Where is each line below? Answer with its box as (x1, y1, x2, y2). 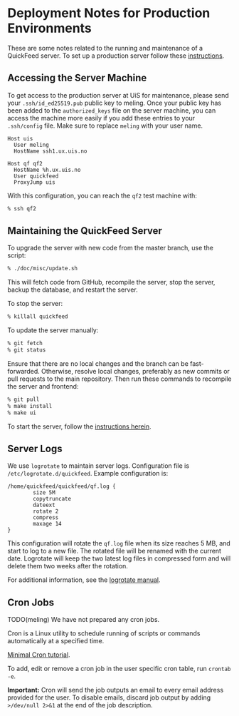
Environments (7, 20, 92, 36)
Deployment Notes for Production (7, 5, 211, 21)
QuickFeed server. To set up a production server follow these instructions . (7, 51, 225, 60)
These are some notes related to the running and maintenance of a (7, 44, 203, 52)
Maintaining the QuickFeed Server (7, 225, 162, 237)
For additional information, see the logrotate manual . (7, 576, 161, 584)
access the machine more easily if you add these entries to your (7, 113, 196, 122)
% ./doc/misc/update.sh (7, 265, 78, 272)
